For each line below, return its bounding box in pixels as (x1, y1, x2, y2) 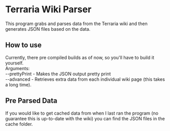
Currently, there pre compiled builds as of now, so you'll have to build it (5, 54, 154, 60)
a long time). (5, 81, 32, 88)
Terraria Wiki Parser (5, 4, 92, 15)
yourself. (5, 60, 24, 66)
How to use (5, 41, 42, 50)
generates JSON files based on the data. (5, 26, 91, 32)
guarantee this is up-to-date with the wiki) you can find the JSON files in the (5, 115, 165, 121)
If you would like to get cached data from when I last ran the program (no (5, 110, 159, 116)
